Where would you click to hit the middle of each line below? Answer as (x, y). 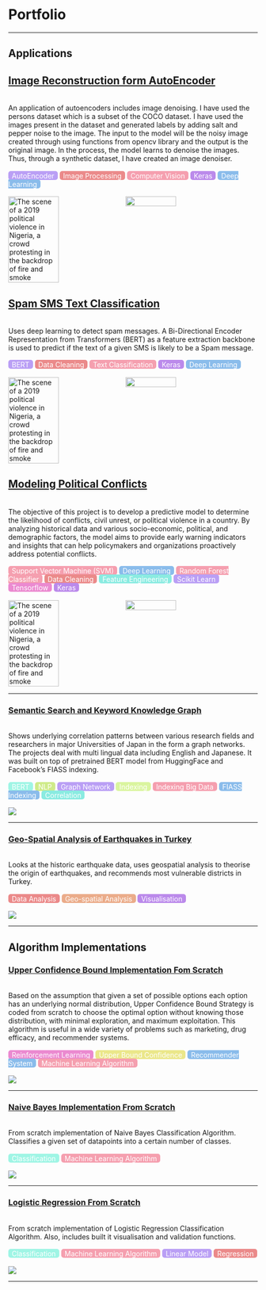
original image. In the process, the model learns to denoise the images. (124, 150)
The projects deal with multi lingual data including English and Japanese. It (130, 753)
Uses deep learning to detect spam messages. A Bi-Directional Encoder (125, 331)
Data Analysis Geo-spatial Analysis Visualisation (97, 898)
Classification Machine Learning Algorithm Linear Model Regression (133, 1254)
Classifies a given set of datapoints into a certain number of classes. (120, 1141)
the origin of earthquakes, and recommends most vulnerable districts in (125, 873)
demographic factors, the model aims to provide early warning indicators (127, 537)
